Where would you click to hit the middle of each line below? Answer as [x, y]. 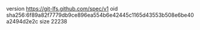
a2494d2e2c [22, 21]
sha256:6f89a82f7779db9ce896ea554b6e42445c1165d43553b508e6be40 [100, 15]
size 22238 [53, 21]
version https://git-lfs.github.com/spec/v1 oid [62, 9]
